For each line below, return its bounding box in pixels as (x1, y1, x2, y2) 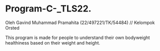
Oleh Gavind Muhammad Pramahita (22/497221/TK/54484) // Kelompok (5, 19, 155, 25)
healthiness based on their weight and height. (5, 39, 100, 45)
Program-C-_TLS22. (5, 3, 92, 14)
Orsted (5, 24, 20, 30)
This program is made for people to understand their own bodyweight (5, 34, 150, 40)
